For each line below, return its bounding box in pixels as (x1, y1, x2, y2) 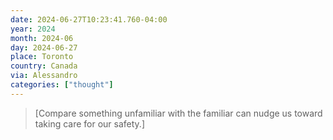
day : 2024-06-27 (10, 42, 78, 53)
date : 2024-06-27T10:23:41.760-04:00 (10, 14, 168, 25)
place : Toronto (10, 52, 74, 62)
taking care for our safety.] (34, 117, 145, 130)
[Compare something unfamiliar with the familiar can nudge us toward (34, 107, 323, 119)
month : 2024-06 (10, 33, 74, 43)
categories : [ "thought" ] (10, 80, 114, 90)
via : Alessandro (10, 71, 78, 81)
